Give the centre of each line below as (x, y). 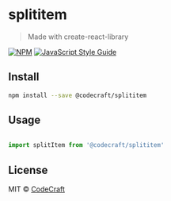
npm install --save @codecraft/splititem (78, 95)
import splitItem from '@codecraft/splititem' (86, 145)
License (28, 170)
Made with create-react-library (78, 37)
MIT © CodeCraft (37, 189)
